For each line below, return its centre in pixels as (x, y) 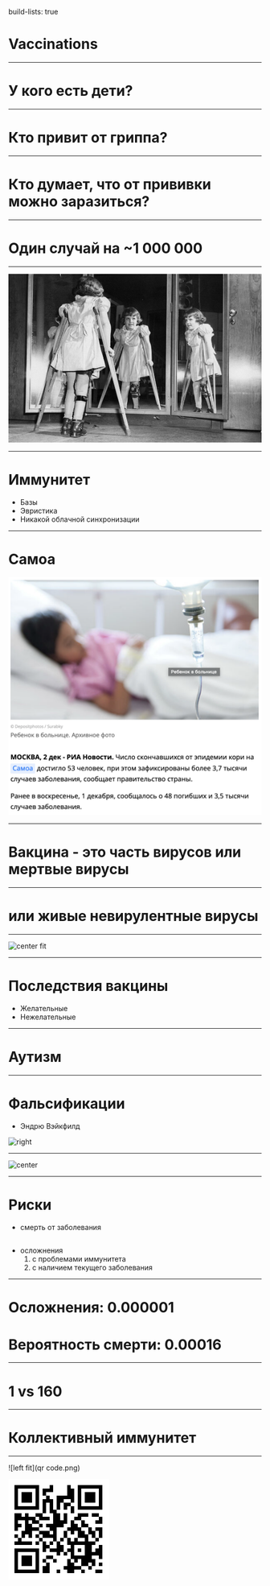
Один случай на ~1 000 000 (106, 248)
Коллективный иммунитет (102, 1438)
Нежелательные (48, 1017)
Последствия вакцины (88, 986)
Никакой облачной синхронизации (80, 519)
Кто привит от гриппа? (88, 138)
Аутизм (35, 1057)
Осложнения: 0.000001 (91, 1308)
